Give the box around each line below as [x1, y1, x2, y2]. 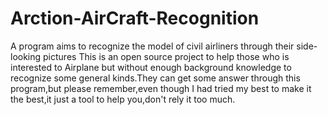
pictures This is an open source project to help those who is [43, 50, 290, 62]
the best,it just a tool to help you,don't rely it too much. [10, 93, 236, 105]
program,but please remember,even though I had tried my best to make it [10, 82, 312, 94]
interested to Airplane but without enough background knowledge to [10, 61, 292, 73]
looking [10, 50, 42, 62]
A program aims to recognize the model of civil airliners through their [10, 40, 295, 52]
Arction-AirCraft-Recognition [10, 7, 260, 30]
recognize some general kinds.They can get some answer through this [10, 72, 301, 84]
